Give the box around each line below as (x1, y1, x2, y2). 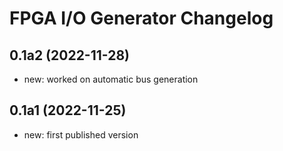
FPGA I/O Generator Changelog (9, 7, 274, 30)
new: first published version (23, 128, 139, 141)
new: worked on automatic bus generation (23, 73, 199, 85)
